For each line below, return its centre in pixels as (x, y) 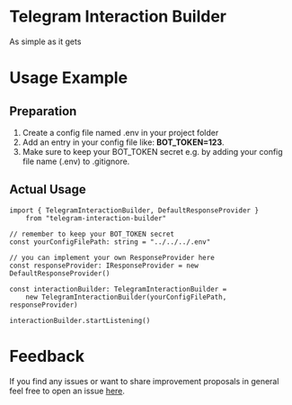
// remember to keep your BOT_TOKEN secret (92, 234)
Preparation (43, 111)
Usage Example (69, 78)
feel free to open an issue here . (67, 391)
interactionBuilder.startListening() (80, 320)
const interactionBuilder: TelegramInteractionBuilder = (118, 289)
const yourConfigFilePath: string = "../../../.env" (110, 242)
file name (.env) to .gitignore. (76, 161)
